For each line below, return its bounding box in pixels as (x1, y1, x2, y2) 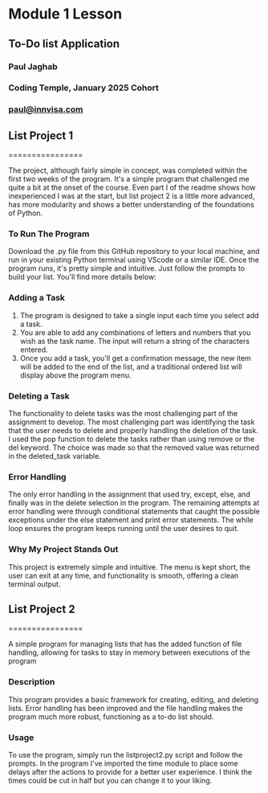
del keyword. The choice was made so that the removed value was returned (8, 443, 259, 452)
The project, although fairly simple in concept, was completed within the (8, 166, 247, 175)
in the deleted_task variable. (8, 452, 102, 461)
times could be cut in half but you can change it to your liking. (8, 776, 213, 786)
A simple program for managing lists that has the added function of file (8, 640, 242, 649)
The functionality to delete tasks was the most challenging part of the (8, 409, 238, 419)
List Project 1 (8, 129, 74, 142)
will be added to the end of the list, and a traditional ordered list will (19, 362, 242, 371)
